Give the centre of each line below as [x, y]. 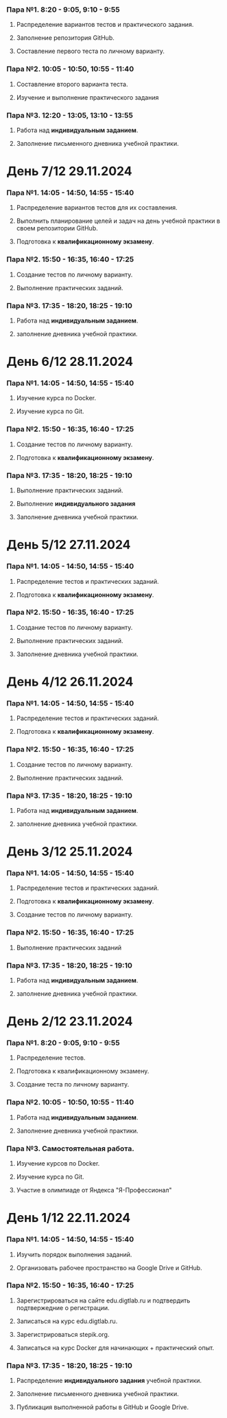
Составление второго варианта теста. [72, 84]
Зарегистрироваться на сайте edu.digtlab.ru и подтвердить [103, 1300]
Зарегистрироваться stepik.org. [63, 1334]
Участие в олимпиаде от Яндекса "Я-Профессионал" [94, 1190]
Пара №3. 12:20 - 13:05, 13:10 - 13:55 [70, 115]
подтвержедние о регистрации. [63, 1307]
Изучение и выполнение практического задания [87, 97]
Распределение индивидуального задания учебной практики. [109, 1381]
